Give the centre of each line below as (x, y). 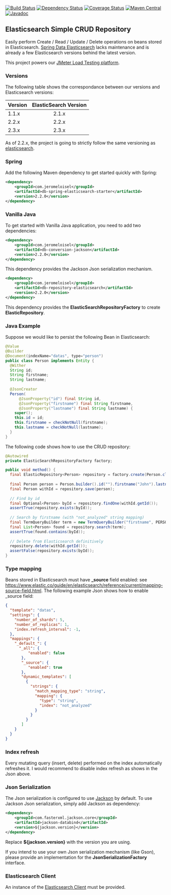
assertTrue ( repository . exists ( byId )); (51, 508)
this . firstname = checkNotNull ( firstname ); (61, 423)
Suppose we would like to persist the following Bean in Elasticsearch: (78, 337)
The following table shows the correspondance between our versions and (83, 87)
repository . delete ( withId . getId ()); (49, 546)
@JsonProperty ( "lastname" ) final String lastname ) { (76, 408)
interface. (15, 863)
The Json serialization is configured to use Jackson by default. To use (79, 798)
